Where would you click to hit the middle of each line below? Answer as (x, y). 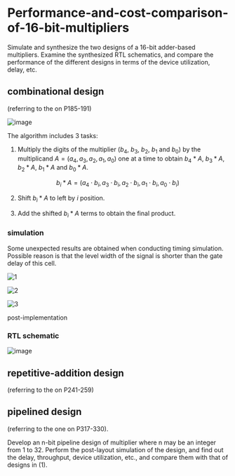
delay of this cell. (32, 263)
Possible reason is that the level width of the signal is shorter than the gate (115, 256)
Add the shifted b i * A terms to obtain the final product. (96, 214)
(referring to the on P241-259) (51, 390)
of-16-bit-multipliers (68, 28)
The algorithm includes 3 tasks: (53, 135)
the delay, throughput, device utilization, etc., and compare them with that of (118, 457)
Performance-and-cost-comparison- (118, 13)
